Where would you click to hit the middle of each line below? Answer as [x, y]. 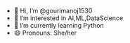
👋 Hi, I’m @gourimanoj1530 [53, 11]
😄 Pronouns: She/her [45, 33]
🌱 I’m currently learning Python [59, 25]
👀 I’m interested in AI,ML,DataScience [69, 18]
